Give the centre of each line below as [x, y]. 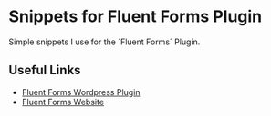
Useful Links [45, 70]
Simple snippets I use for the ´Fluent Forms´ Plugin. [104, 42]
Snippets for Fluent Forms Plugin [135, 17]
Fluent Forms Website [63, 101]
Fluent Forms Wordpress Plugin [81, 92]
